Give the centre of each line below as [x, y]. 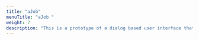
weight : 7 [18, 22]
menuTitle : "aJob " [30, 17]
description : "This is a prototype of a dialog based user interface [94, 28]
